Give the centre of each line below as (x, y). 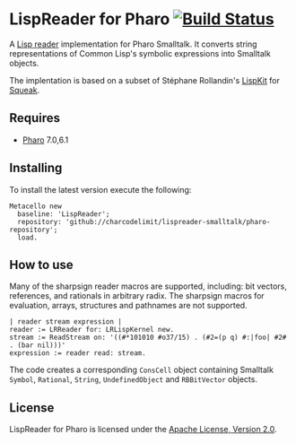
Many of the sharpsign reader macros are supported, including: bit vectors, (148, 286)
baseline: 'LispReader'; (64, 214)
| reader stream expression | (66, 322)
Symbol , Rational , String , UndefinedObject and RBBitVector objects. (134, 379)
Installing (36, 168)
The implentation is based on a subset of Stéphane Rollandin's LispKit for (144, 80)
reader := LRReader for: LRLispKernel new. (92, 330)
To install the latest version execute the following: (100, 189)
